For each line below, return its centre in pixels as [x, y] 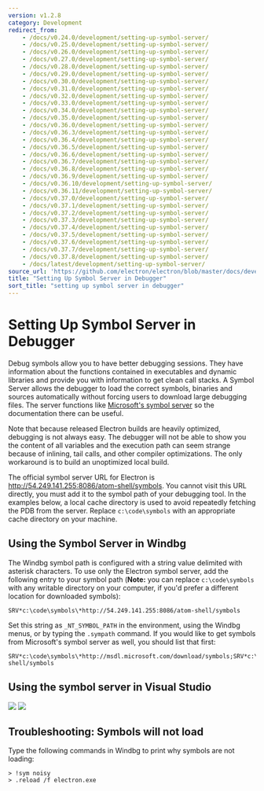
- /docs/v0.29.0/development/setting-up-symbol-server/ [116, 74]
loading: [21, 759]
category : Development [45, 23]
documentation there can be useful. [66, 413]
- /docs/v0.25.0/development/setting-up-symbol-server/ [116, 45]
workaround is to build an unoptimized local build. [89, 462]
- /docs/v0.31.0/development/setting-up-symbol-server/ [116, 88]
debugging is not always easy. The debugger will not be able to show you [127, 436]
